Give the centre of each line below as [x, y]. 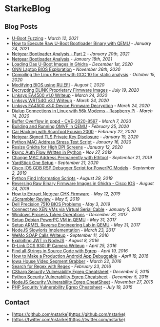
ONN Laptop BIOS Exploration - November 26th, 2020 [66, 69]
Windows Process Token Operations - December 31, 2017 [70, 215]
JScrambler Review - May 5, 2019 [46, 199]
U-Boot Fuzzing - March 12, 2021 [45, 38]
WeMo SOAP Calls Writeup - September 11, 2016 [60, 235]
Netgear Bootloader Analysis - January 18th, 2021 [62, 59]
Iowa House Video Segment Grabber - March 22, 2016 [66, 261]
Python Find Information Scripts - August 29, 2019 [62, 178]
